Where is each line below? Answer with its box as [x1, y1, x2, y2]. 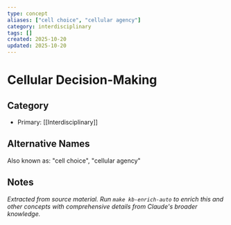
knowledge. [7, 209, 41, 218]
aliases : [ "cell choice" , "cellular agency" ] [7, 17, 141, 24]
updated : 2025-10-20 [7, 42, 67, 49]
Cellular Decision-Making [7, 72, 157, 88]
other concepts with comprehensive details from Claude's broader [7, 202, 198, 210]
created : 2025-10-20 [7, 36, 67, 43]
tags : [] [7, 29, 33, 37]
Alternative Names [7, 138, 90, 150]
